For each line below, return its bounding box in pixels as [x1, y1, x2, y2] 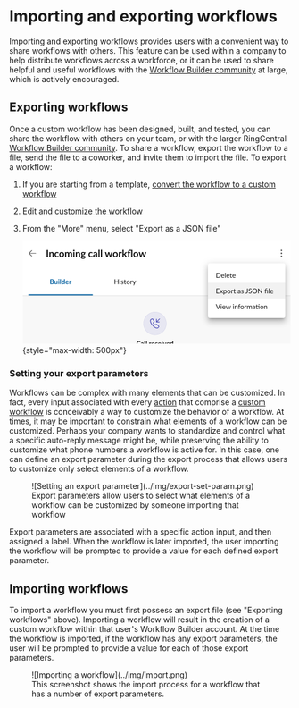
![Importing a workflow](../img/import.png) [31, 669, 187, 680]
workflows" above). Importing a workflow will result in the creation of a [9, 614, 270, 625]
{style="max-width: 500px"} [21, 344, 127, 355]
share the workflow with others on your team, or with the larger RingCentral [9, 132, 287, 144]
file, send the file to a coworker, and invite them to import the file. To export [9, 152, 287, 163]
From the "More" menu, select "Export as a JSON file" [21, 223, 221, 233]
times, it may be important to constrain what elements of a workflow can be [9, 416, 287, 426]
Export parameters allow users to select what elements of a [31, 490, 251, 501]
